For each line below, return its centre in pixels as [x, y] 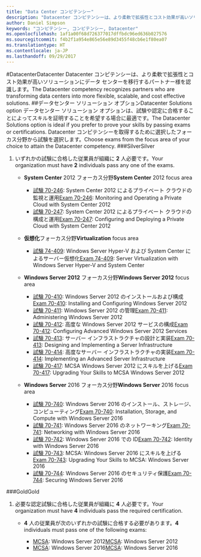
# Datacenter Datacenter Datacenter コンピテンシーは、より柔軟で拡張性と [98, 74]
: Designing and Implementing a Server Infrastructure [107, 344]
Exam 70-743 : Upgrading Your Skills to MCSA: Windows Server [111, 459]
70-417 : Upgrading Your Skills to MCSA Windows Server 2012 [109, 373]
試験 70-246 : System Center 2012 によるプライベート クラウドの [112, 190]
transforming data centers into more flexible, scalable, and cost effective [96, 96]
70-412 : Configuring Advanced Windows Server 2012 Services [110, 331]
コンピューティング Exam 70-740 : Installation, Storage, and [105, 411]
